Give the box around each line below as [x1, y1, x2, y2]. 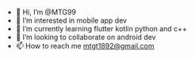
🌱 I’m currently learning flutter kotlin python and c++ [15, 24, 188, 33]
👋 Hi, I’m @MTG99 [15, 8, 77, 16]
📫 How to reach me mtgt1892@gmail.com [15, 42, 155, 50]
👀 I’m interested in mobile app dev [15, 16, 128, 25]
